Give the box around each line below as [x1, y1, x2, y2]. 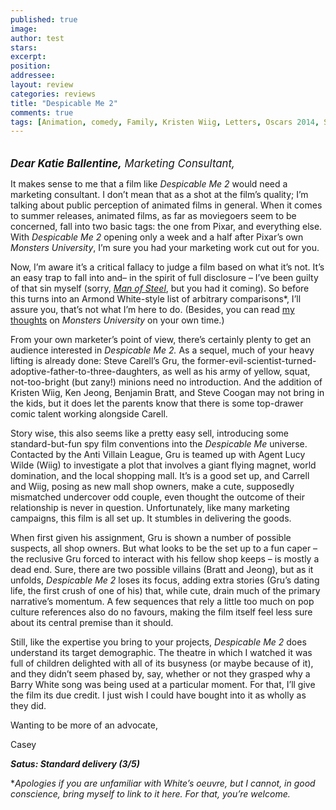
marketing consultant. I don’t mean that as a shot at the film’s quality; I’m [10, 189, 309, 201]
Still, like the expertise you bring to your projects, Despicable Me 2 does [10, 636, 307, 648]
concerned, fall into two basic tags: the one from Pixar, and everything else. [10, 221, 323, 233]
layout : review [10, 80, 74, 90]
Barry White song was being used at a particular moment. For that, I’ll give [10, 679, 316, 691]
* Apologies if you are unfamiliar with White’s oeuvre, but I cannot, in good [10, 777, 316, 790]
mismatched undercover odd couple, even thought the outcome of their [10, 491, 306, 503]
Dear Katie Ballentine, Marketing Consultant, [10, 157, 235, 171]
